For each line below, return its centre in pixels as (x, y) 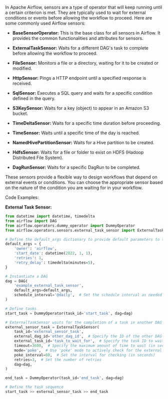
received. (22, 83)
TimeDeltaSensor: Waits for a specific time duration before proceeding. (87, 123)
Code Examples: (22, 197)
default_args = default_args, (43, 290)
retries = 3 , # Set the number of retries (58, 360)
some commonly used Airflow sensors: (45, 23)
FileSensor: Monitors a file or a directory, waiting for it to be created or (85, 63)
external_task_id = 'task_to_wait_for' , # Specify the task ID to (84, 341)
